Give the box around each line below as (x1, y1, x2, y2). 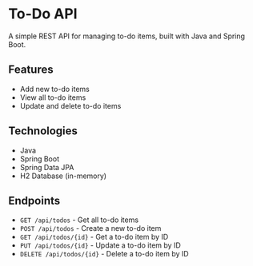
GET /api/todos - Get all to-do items (19, 215, 139, 224)
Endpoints (8, 193, 61, 208)
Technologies (8, 125, 78, 138)
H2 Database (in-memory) (19, 171, 106, 181)
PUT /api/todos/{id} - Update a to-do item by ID (19, 240, 182, 250)
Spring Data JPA (19, 162, 74, 172)
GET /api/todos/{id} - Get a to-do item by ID (19, 232, 169, 242)
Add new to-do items (19, 84, 90, 93)
